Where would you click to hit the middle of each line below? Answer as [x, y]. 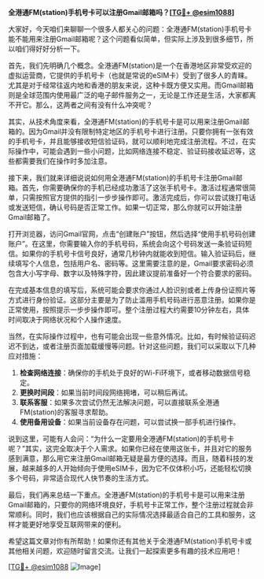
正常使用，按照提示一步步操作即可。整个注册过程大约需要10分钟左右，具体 [129, 310]
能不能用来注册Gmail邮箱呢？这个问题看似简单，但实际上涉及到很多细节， [128, 39]
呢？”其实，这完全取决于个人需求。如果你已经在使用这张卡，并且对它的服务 [130, 449]
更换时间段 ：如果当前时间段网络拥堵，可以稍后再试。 [106, 392]
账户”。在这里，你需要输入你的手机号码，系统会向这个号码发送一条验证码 [127, 244]
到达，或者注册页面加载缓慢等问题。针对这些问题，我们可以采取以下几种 [139, 346]
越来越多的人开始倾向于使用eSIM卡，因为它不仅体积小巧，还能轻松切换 [137, 468]
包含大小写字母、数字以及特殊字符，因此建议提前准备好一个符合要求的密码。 [132, 273]
